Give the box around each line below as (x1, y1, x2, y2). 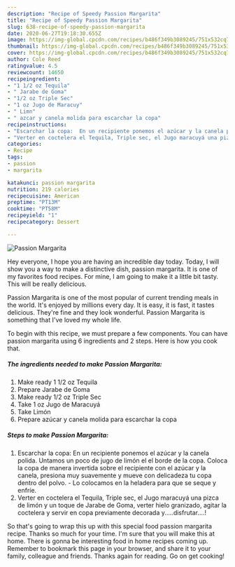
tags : (7, 153, 23, 161)
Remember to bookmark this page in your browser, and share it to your (7, 544, 211, 552)
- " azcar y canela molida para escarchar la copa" (7, 114, 161, 121)
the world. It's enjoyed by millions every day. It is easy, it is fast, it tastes (7, 301, 215, 309)
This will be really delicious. (7, 280, 87, 288)
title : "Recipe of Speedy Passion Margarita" (7, 17, 142, 24)
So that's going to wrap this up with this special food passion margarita (7, 521, 212, 530)
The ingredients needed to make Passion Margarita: (7, 360, 162, 369)
